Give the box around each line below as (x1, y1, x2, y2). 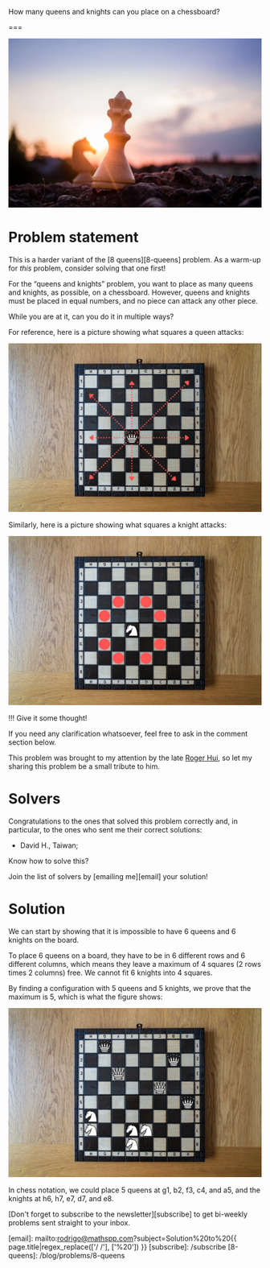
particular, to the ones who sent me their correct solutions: (8, 824, 202, 834)
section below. (8, 737, 56, 747)
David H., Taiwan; (19, 841, 79, 850)
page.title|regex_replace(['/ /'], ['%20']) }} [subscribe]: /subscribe (8, 1241, 227, 1251)
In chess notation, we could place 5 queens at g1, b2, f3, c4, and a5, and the (8, 1185, 261, 1195)
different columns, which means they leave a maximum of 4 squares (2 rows (8, 959, 261, 969)
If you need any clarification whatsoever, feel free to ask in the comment (8, 729, 247, 738)
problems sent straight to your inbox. (8, 1217, 131, 1227)
